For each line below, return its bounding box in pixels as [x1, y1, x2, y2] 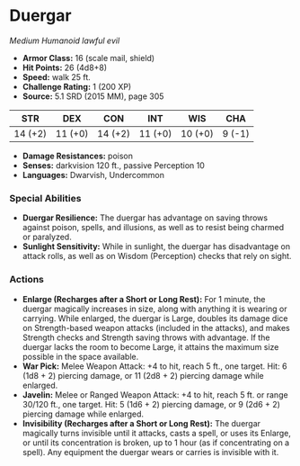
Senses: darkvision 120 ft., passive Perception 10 [22, 159, 205, 171]
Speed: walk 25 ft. [22, 71, 92, 82]
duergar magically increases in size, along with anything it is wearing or [22, 303, 287, 314]
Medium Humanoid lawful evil [9, 35, 120, 46]
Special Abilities [9, 192, 82, 204]
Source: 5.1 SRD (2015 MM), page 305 [22, 91, 164, 102]
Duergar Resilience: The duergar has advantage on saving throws [22, 212, 268, 223]
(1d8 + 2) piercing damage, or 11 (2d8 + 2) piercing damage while [22, 370, 264, 381]
